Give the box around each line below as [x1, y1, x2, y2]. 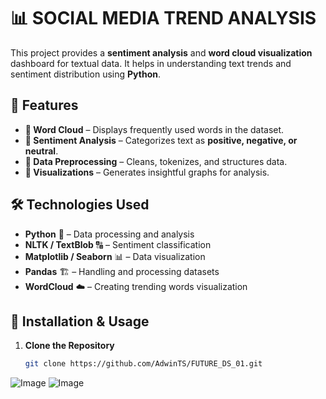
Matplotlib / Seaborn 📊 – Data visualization [24, 250, 206, 262]
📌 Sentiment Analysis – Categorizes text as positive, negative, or [24, 134, 298, 146]
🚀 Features [10, 97, 79, 114]
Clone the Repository [24, 340, 115, 352]
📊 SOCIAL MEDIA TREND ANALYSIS [10, 7, 317, 30]
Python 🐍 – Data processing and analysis [24, 228, 195, 240]
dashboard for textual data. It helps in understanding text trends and [10, 57, 292, 69]
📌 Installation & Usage [10, 313, 150, 330]
